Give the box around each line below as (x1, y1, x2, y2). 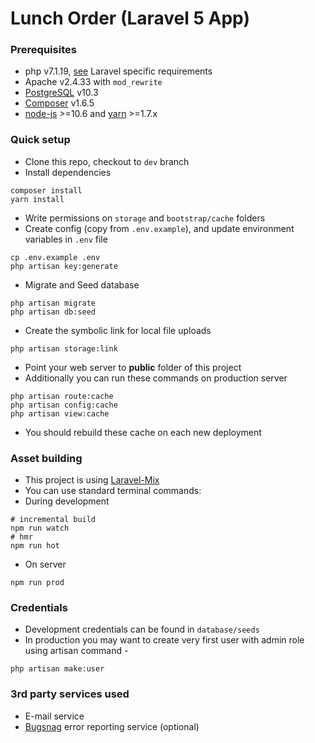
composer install (10, 185, 83, 196)
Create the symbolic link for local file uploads (24, 324, 212, 336)
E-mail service (24, 710, 85, 722)
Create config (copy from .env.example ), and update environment (24, 222, 295, 234)
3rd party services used (10, 687, 130, 701)
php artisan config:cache (10, 400, 118, 410)
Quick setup (10, 133, 71, 147)
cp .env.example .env (10, 252, 101, 262)
